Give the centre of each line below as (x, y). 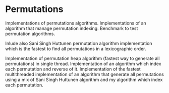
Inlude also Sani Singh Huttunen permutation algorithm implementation (79, 43)
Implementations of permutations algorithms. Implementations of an (76, 23)
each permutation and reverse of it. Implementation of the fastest (73, 69)
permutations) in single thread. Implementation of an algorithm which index (83, 63)
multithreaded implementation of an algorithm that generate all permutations (84, 74)
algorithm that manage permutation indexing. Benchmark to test (72, 28)
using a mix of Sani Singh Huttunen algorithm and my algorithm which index (84, 79)
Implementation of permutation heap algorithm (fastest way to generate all (82, 58)
